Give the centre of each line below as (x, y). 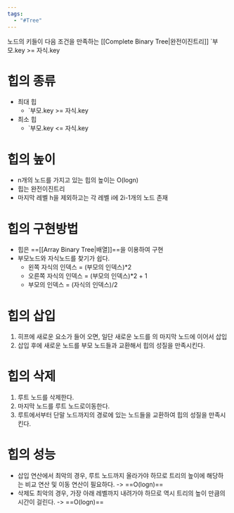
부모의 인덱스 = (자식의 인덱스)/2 (73, 285)
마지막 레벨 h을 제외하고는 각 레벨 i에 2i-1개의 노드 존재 (93, 198)
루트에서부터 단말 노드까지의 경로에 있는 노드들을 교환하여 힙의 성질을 (112, 415)
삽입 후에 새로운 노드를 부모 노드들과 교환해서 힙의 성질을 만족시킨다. (111, 346)
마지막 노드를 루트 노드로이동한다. (64, 406)
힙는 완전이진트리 (41, 189)
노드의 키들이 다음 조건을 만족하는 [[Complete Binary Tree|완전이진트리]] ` (110, 41)
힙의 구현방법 (43, 229)
